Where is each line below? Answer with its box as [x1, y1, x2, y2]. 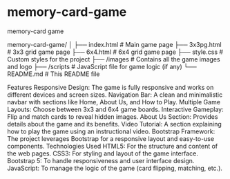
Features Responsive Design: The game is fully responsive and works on [7, 83, 214, 91]
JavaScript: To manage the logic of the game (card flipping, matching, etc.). [7, 164, 223, 172]
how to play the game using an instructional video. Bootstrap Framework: [7, 127, 215, 135]
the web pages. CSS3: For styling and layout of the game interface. [7, 149, 198, 158]
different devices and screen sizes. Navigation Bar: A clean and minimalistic [7, 91, 223, 99]
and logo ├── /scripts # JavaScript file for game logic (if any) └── [7, 62, 197, 70]
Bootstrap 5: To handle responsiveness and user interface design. [7, 156, 195, 164]
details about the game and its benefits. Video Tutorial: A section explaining [7, 120, 222, 128]
